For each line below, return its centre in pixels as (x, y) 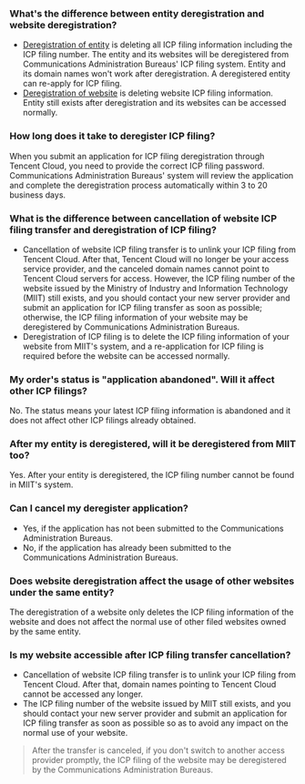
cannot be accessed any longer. (83, 694)
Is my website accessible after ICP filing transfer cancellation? (150, 655)
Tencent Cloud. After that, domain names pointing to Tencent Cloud (149, 685)
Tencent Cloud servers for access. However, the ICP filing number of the (159, 278)
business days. (38, 195)
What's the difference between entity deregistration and (137, 14)
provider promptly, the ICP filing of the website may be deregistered (159, 760)
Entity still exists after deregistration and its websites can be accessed (154, 103)
